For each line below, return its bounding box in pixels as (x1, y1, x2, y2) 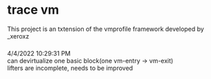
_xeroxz (7, 32, 30, 40)
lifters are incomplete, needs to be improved (7, 64, 134, 72)
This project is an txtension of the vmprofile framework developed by (7, 25, 204, 33)
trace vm (7, 2, 59, 18)
